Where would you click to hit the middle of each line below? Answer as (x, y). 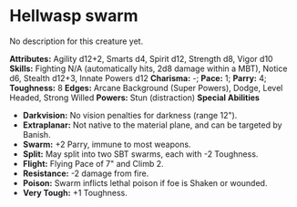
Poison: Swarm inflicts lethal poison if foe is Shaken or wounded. (145, 182)
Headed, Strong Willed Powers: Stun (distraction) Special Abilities (134, 98)
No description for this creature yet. (77, 41)
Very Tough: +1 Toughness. (75, 192)
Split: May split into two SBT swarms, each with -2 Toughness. (140, 154)
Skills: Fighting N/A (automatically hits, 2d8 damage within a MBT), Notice (148, 68)
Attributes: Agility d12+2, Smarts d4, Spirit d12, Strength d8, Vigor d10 (141, 58)
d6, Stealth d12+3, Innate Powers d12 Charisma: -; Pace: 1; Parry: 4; (138, 78)
